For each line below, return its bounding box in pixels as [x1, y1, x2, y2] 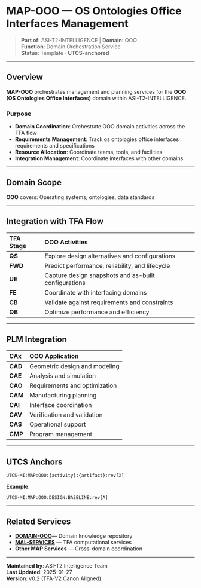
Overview [6, 72, 44, 82]
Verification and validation [29, 411, 103, 419]
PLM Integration [6, 335, 68, 345]
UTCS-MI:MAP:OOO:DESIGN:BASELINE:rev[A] [6, 495, 109, 501]
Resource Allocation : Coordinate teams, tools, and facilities [14, 148, 163, 156]
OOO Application [29, 352, 79, 360]
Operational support [29, 420, 86, 428]
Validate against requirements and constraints [44, 298, 173, 306]
